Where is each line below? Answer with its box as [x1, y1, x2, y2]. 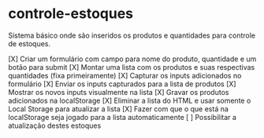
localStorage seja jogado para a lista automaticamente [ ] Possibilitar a [8, 112, 236, 122]
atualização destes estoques [8, 121, 102, 130]
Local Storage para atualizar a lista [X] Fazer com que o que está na [8, 103, 229, 114]
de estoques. [8, 38, 51, 48]
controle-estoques [8, 5, 134, 23]
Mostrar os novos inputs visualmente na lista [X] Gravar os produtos [8, 87, 229, 96]
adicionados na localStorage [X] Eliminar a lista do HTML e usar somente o [8, 96, 251, 105]
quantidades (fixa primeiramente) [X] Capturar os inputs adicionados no [8, 71, 242, 80]
